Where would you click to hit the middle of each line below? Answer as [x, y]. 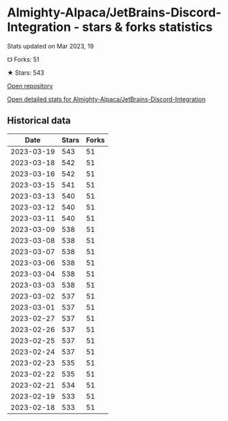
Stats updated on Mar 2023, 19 [51, 46]
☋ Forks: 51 [23, 59]
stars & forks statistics [147, 27]
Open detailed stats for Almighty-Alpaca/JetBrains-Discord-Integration [106, 99]
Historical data [39, 121]
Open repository [30, 86]
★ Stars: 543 [26, 73]
